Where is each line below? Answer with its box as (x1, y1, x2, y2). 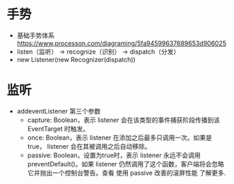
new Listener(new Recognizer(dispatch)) (16, 55, 136, 63)
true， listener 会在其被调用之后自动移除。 (27, 142, 151, 150)
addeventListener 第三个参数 (16, 106, 101, 115)
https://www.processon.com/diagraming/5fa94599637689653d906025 (16, 39, 227, 47)
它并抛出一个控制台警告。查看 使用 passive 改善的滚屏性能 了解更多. (27, 168, 226, 177)
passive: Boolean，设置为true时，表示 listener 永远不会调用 (27, 151, 201, 159)
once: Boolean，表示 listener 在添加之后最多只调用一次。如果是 (27, 133, 213, 142)
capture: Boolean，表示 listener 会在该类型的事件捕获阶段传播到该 (27, 116, 221, 124)
